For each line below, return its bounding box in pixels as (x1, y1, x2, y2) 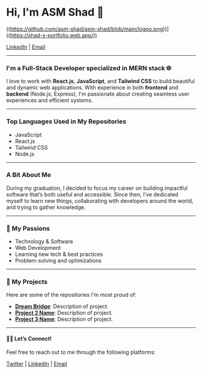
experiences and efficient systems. (6, 97, 93, 104)
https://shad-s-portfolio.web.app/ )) (10, 31, 97, 38)
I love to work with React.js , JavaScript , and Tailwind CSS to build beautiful (6, 77, 195, 85)
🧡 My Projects (6, 277, 48, 286)
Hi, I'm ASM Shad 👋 (6, 5, 104, 19)
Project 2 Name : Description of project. (14, 309, 113, 317)
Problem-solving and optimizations (14, 257, 102, 264)
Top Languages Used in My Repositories (6, 117, 126, 126)
